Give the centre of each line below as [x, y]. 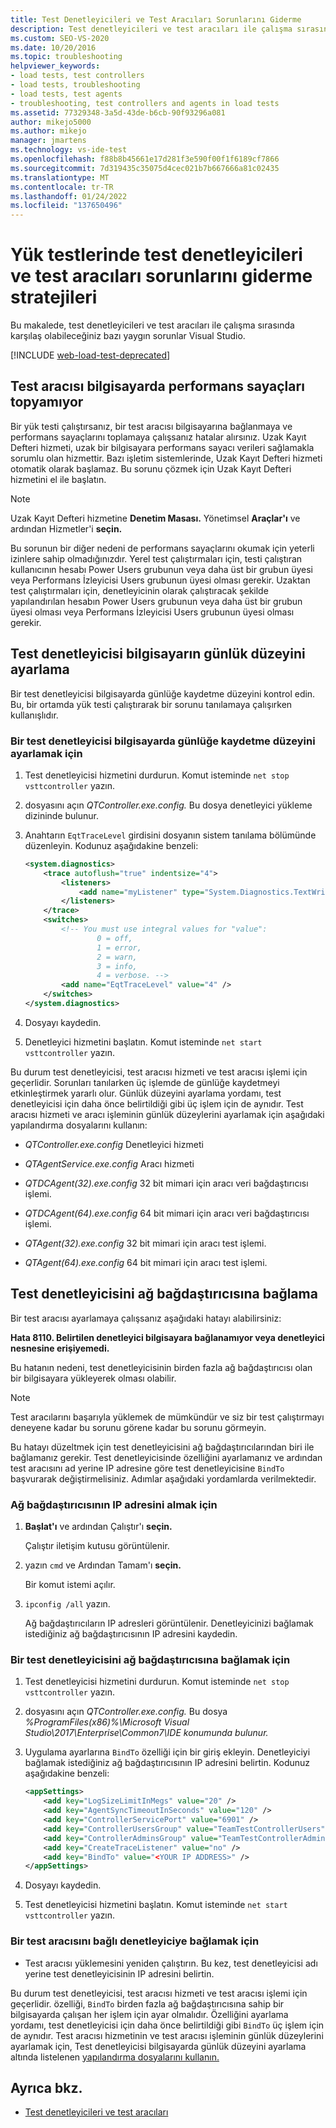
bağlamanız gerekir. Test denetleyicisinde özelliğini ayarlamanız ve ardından [166, 1457]
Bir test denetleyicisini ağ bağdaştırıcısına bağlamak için [150, 1660]
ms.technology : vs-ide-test [69, 150]
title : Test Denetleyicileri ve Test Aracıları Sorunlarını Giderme [156, 19]
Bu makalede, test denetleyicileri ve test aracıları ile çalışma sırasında [152, 325]
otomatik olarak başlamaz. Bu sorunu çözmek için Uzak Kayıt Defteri [151, 468]
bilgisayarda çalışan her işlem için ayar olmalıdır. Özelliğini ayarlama [149, 2014]
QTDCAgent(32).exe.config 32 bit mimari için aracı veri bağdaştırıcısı [166, 1183]
